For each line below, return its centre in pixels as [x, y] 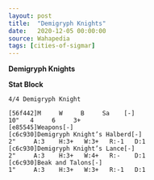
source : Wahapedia [39, 38]
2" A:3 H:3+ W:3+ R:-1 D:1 [77, 142]
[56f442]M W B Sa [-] [72, 114]
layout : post [30, 16]
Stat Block [26, 85]
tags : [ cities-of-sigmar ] [52, 46]
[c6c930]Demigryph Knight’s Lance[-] [72, 149]
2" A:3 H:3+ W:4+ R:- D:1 [77, 156]
